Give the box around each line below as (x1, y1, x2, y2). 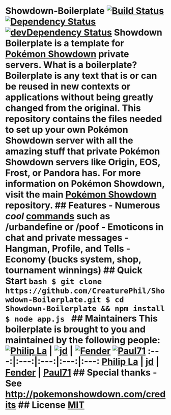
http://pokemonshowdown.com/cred (5, 389, 166, 400)
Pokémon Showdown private (5, 48, 129, 60)
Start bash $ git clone (5, 275, 102, 287)
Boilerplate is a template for (5, 38, 124, 49)
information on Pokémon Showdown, (5, 178, 165, 190)
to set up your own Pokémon (5, 124, 128, 136)
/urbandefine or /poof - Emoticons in (5, 221, 164, 233)
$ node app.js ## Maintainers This (5, 313, 158, 324)
